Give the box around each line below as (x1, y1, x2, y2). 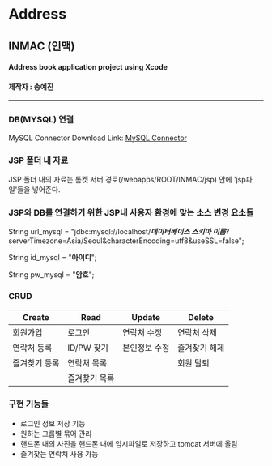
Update (131, 311, 160, 323)
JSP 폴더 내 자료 (8, 155, 69, 166)
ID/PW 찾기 (67, 342, 109, 353)
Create (23, 311, 50, 323)
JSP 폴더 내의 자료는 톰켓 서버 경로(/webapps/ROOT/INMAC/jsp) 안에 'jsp (8, 174, 247, 184)
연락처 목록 (67, 357, 108, 369)
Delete (188, 311, 215, 323)
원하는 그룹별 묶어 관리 (19, 429, 92, 438)
